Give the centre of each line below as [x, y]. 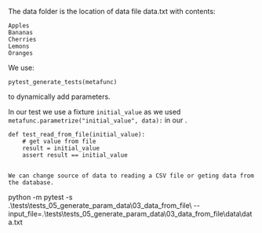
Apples [19, 26]
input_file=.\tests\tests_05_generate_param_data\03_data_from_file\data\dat [130, 214]
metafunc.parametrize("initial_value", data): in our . [98, 120]
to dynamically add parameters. [60, 96]
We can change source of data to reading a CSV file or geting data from [131, 176]
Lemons [19, 46]
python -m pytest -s [40, 197]
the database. [31, 183]
